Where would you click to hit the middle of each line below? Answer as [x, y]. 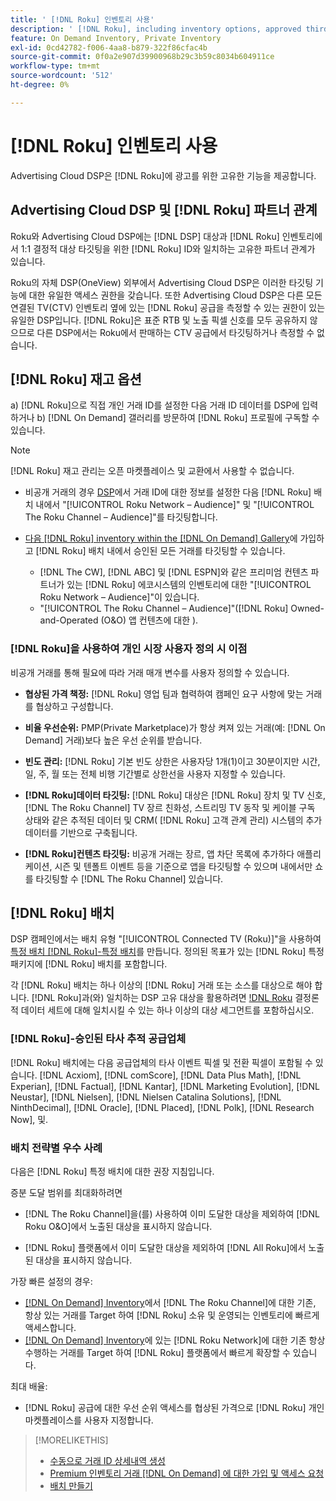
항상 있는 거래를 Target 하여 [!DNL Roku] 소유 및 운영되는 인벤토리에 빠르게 [172, 1315]
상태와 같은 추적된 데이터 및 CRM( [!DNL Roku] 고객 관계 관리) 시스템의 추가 [173, 820]
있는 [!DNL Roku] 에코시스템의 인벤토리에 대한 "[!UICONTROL [189, 585]
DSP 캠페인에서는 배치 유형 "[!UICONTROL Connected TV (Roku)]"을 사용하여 [166, 939]
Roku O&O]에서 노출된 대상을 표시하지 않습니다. [118, 1227]
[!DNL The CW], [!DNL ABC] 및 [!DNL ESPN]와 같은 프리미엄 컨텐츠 [174, 572]
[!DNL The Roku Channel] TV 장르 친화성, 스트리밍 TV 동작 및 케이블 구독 [170, 807]
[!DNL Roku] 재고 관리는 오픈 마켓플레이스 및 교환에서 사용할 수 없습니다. [152, 471]
